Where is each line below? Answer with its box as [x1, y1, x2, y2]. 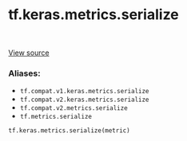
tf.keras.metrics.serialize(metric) [8, 127, 130, 135]
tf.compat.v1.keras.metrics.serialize [19, 88, 149, 96]
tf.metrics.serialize [19, 113, 92, 121]
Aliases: [8, 68, 42, 79]
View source [8, 48, 50, 57]
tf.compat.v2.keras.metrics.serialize [19, 96, 149, 104]
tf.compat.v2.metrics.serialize [19, 104, 128, 112]
